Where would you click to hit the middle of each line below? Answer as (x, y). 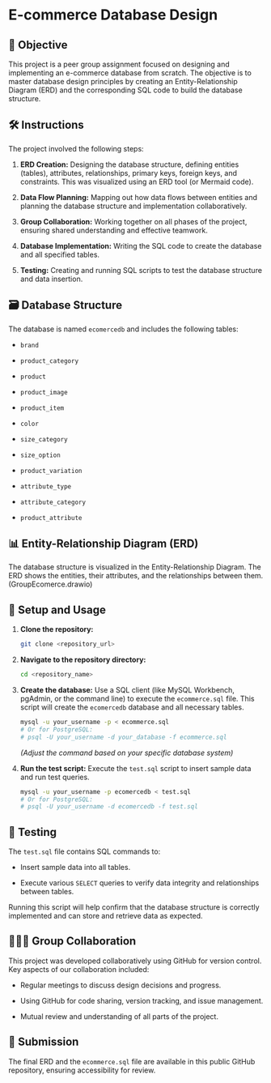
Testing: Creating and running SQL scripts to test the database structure (141, 270)
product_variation (51, 471)
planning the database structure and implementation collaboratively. (133, 206)
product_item (42, 408)
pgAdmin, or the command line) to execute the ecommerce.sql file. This (137, 699)
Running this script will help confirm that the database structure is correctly (134, 907)
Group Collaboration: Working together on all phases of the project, (133, 221)
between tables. (47, 892)
